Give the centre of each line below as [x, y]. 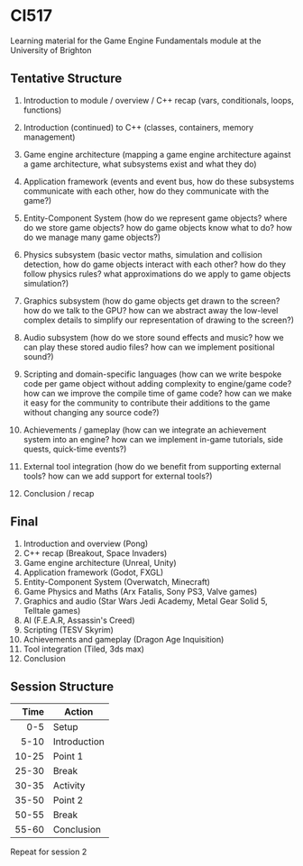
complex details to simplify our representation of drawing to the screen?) [158, 320]
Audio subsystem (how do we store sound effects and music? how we [153, 337]
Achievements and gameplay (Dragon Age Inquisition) [124, 639]
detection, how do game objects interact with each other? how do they [155, 264]
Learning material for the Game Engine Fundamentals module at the [136, 41]
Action [78, 712]
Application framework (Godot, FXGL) [93, 572]
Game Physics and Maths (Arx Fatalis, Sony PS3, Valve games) [140, 591]
